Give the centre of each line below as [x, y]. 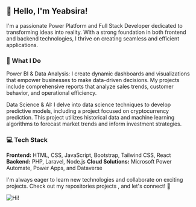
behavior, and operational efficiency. [52, 93]
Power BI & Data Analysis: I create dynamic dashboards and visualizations [98, 74]
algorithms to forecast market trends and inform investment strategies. [94, 124]
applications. [22, 45]
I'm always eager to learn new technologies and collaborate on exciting [95, 180]
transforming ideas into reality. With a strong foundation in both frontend [96, 32]
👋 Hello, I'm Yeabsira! [47, 11]
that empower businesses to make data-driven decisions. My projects [93, 80]
